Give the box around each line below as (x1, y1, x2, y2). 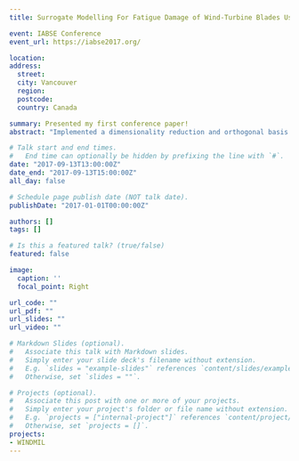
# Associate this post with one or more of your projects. (9, 397, 241, 406)
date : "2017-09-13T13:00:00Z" (9, 160, 122, 169)
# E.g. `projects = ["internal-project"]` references (9, 413, 221, 423)
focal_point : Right (17, 282, 90, 291)
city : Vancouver (17, 78, 77, 87)
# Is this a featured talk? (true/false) (9, 241, 166, 250)
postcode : (17, 94, 53, 103)
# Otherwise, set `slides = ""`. (9, 372, 141, 381)
